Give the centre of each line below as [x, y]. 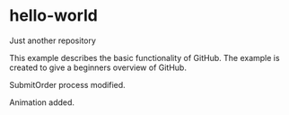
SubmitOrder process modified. [67, 84]
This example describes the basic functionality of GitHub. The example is [144, 57]
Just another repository [53, 40]
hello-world [54, 16]
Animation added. [42, 102]
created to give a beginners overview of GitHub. [98, 67]
